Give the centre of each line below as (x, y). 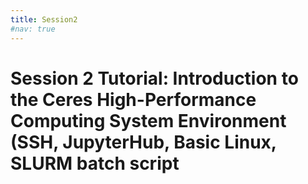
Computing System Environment (148, 120)
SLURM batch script (95, 163)
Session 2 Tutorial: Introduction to (154, 78)
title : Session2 (44, 19)
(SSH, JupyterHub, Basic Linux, (143, 142)
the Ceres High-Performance (133, 99)
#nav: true (33, 29)
